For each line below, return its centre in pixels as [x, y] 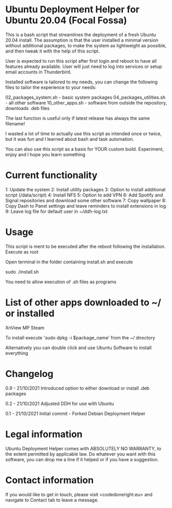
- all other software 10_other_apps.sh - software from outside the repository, [86, 103]
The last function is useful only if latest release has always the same [78, 118]
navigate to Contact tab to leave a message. [52, 500]
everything [17, 353]
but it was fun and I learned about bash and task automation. [70, 139]
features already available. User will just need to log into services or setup [84, 66]
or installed [30, 313]
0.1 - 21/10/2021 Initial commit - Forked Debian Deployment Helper [75, 413]
